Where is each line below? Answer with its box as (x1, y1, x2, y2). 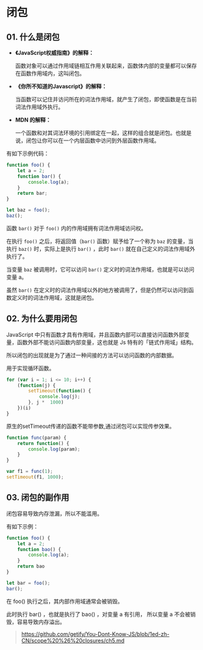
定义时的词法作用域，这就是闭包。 (11, 294, 98, 301)
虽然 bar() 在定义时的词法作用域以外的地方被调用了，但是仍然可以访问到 (6, 286, 189, 294)
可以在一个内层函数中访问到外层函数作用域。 (47, 137, 160, 144)
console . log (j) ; (38, 394, 80, 400)
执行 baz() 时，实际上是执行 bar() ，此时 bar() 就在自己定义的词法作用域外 (6, 245, 196, 252)
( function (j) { (17, 382, 56, 388)
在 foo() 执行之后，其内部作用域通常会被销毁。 (6, 598, 123, 605)
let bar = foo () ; (6, 580, 51, 586)
